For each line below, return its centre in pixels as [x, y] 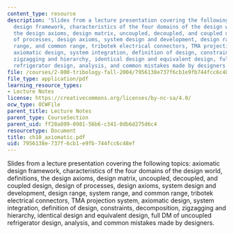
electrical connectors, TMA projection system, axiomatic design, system [111, 200]
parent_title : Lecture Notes [49, 111]
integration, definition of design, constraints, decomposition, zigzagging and [117, 208]
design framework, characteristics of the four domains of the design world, [115, 171]
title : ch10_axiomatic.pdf [46, 137]
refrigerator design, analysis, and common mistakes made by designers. [111, 223]
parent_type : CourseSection [48, 117]
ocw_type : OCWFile [34, 105]
